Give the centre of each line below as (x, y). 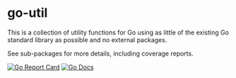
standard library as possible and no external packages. (87, 39)
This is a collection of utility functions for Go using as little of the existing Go (118, 32)
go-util (28, 13)
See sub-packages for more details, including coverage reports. (100, 53)
